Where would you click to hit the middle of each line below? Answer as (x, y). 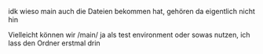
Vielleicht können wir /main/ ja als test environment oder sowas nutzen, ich (129, 35)
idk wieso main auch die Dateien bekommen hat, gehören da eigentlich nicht (131, 11)
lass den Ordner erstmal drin (54, 43)
